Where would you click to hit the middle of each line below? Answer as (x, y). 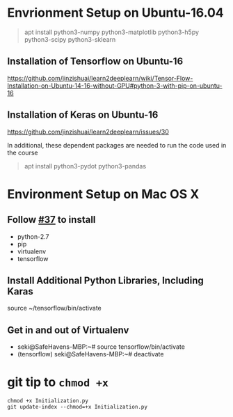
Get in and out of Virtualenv (68, 330)
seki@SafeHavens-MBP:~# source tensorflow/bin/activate (101, 347)
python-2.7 (33, 236)
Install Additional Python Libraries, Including (105, 280)
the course (23, 152)
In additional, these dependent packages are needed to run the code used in (117, 145)
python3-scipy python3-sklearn (70, 39)
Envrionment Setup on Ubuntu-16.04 (115, 13)
